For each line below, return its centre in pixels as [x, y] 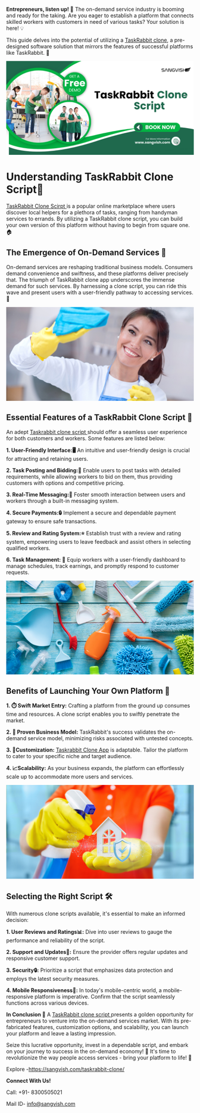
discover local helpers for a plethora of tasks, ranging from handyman [92, 212]
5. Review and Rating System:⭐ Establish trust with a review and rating [94, 533]
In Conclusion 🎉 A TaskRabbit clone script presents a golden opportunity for [100, 1015]
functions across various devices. [48, 1003]
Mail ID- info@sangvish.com [41, 1104]
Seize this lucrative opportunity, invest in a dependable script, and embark [97, 1045]
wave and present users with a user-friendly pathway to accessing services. [100, 292]
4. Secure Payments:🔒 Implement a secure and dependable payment [91, 513]
